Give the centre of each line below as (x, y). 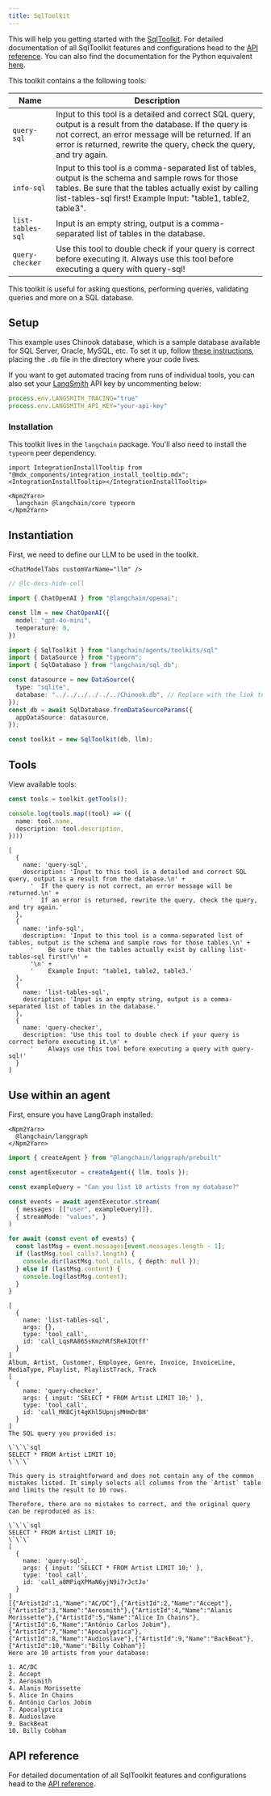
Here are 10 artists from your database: (79, 1653)
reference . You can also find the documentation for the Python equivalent (130, 56)
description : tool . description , (70, 829)
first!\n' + (68, 957)
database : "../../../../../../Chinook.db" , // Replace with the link (135, 694)
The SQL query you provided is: (63, 1433)
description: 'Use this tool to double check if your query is (131, 1035)
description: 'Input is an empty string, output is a (115, 1000)
